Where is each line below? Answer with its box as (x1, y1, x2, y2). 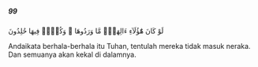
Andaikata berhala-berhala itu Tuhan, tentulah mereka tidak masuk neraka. (8, 41, 251, 50)
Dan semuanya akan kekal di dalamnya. (8, 50, 136, 59)
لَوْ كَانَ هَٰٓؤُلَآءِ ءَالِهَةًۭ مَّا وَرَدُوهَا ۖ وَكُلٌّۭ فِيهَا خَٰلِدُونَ (8, 26, 164, 35)
